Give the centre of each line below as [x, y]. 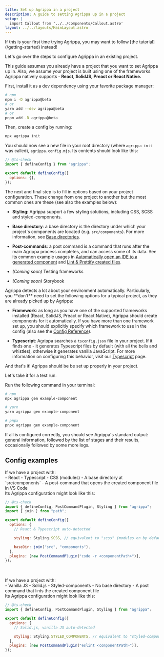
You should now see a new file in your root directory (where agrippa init [79, 146]
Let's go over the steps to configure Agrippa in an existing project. [72, 56]
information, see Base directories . [46, 237]
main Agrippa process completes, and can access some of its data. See [84, 251]
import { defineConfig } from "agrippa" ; [48, 164]
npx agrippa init [23, 136]
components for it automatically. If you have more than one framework [83, 321]
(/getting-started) [23, 47]
